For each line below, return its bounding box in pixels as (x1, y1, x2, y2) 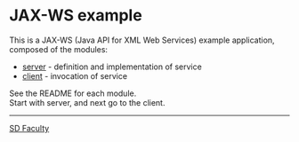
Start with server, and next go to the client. (9, 97, 166, 107)
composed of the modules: (9, 43, 109, 54)
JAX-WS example (9, 5, 142, 26)
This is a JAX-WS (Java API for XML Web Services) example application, (9, 35, 275, 45)
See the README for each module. (9, 88, 137, 99)
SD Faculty (9, 122, 50, 133)
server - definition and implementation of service (21, 61, 202, 72)
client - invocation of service (21, 70, 127, 81)
